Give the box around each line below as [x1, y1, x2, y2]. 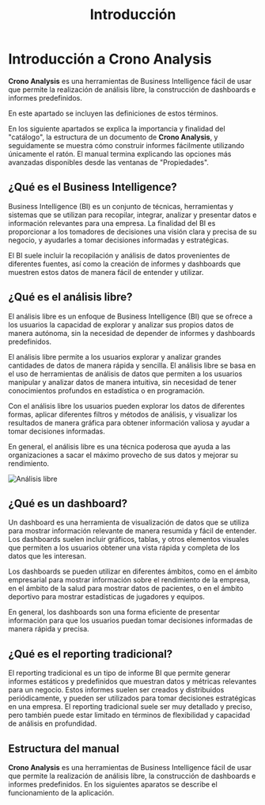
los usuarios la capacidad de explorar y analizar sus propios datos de [8, 319, 234, 330]
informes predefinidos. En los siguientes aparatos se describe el [8, 780, 218, 789]
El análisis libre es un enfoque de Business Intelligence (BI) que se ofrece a [8, 311, 253, 321]
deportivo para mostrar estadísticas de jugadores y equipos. [8, 592, 206, 601]
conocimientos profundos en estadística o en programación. [8, 386, 206, 395]
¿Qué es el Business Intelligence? [8, 181, 178, 194]
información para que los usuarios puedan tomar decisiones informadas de [8, 616, 253, 625]
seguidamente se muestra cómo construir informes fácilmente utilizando [8, 140, 245, 150]
